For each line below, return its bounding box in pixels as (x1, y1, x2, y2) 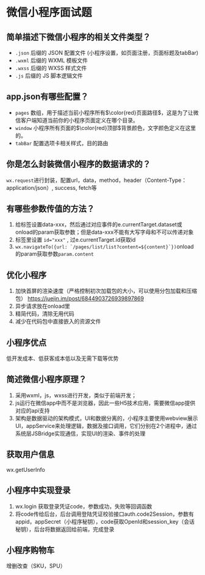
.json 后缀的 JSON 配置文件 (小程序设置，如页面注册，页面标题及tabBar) (15, 49, 199, 56)
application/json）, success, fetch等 (6, 184, 98, 191)
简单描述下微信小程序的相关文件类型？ (6, 32, 151, 42)
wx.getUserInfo (6, 466, 46, 473)
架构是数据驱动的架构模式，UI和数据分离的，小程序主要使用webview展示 (15, 414, 198, 422)
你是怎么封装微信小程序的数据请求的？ (6, 159, 151, 170)
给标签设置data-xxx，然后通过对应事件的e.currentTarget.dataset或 (15, 221, 182, 228)
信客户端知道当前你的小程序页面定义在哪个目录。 (15, 117, 138, 124)
